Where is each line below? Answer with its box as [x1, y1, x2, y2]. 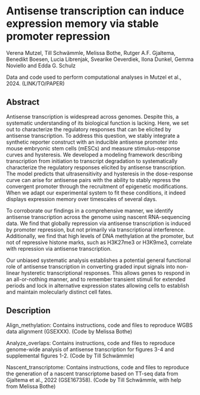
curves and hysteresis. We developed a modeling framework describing [6, 151, 183, 158]
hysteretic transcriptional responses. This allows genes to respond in [21, 269, 190, 276]
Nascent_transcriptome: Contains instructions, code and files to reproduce [6, 363, 189, 371]
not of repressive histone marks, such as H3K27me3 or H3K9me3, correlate [6, 239, 192, 246]
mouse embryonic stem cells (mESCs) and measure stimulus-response [6, 144, 180, 152]
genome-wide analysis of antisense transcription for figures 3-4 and [6, 345, 174, 353]
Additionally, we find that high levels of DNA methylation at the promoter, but [6, 232, 194, 239]
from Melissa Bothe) [6, 382, 56, 390]
